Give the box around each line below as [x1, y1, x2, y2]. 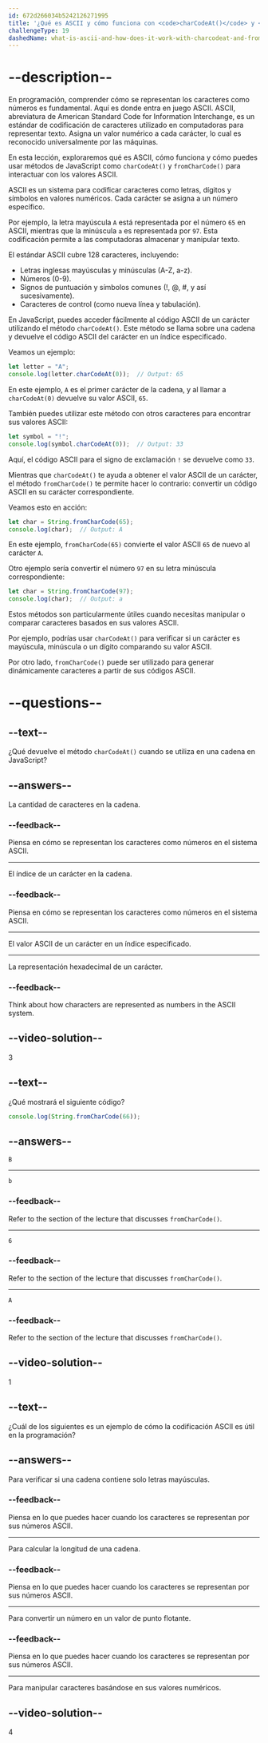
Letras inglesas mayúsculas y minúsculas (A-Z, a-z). [19, 265, 193, 276]
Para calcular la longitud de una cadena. [8, 1543, 141, 1554]
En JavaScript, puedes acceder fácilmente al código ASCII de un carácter [8, 315, 250, 324]
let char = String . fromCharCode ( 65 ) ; [8, 518, 134, 526]
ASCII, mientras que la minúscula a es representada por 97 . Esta [8, 226, 218, 236]
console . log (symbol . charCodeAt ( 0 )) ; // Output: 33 [8, 440, 183, 448]
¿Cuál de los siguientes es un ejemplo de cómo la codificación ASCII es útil [8, 1421, 255, 1431]
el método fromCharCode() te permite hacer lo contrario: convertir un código [8, 478, 258, 488]
